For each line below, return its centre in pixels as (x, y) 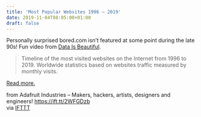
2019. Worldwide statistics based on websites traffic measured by (104, 65)
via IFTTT (18, 108)
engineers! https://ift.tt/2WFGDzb (48, 101)
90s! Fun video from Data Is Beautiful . (54, 47)
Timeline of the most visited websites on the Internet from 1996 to (104, 59)
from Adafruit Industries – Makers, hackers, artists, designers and (88, 95)
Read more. (21, 83)
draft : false (23, 23)
